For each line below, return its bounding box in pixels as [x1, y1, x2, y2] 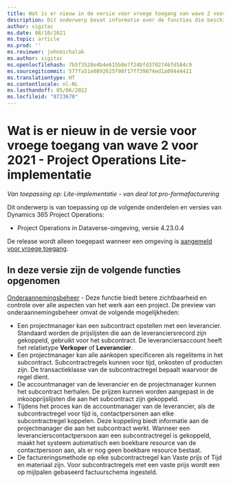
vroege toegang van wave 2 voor [7, 138, 199, 154]
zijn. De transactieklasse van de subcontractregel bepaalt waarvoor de [16, 365, 218, 373]
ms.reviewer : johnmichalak [7, 49, 85, 56]
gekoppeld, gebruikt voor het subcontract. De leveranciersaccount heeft [16, 336, 222, 345]
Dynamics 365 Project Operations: [7, 210, 104, 218]
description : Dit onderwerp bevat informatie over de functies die [7, 17, 205, 23]
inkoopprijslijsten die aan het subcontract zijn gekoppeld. [16, 394, 179, 403]
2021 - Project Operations [7, 152, 157, 168]
